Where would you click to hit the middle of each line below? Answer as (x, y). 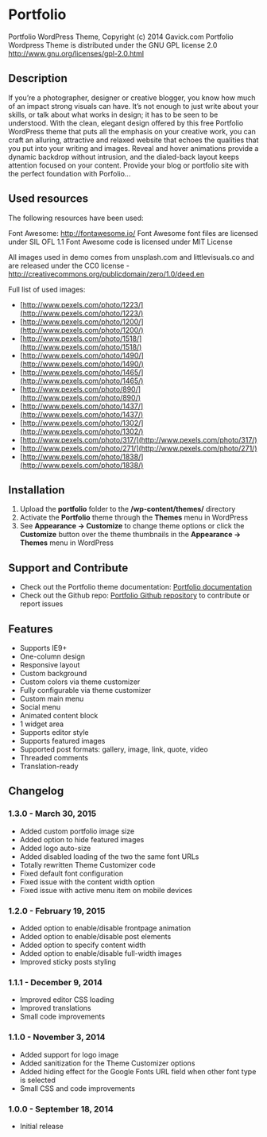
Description (38, 78)
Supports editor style (54, 732)
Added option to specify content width (83, 945)
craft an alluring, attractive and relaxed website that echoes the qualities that (133, 140)
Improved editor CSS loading (67, 1000)
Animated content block (59, 715)
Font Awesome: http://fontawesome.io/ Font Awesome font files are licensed (133, 233)
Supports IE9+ (43, 648)
